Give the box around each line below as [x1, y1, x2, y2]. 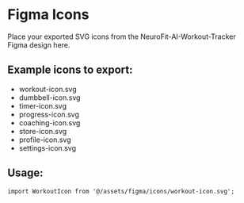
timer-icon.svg [18, 101, 67, 110]
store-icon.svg [18, 126, 67, 136]
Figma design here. [7, 40, 71, 49]
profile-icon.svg [18, 135, 72, 144]
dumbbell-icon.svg [18, 93, 81, 102]
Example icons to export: [7, 63, 133, 77]
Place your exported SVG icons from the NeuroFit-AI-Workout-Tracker [7, 32, 236, 41]
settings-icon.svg [18, 143, 77, 152]
